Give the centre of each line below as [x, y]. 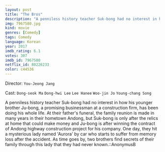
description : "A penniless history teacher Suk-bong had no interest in [81, 19]
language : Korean [23, 42]
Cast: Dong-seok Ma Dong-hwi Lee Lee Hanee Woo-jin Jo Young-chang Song [78, 93]
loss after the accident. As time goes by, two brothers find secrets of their [80, 139]
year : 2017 [16, 46]
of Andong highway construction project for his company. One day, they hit [81, 129]
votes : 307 [16, 56]
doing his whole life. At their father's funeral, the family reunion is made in [80, 113]
